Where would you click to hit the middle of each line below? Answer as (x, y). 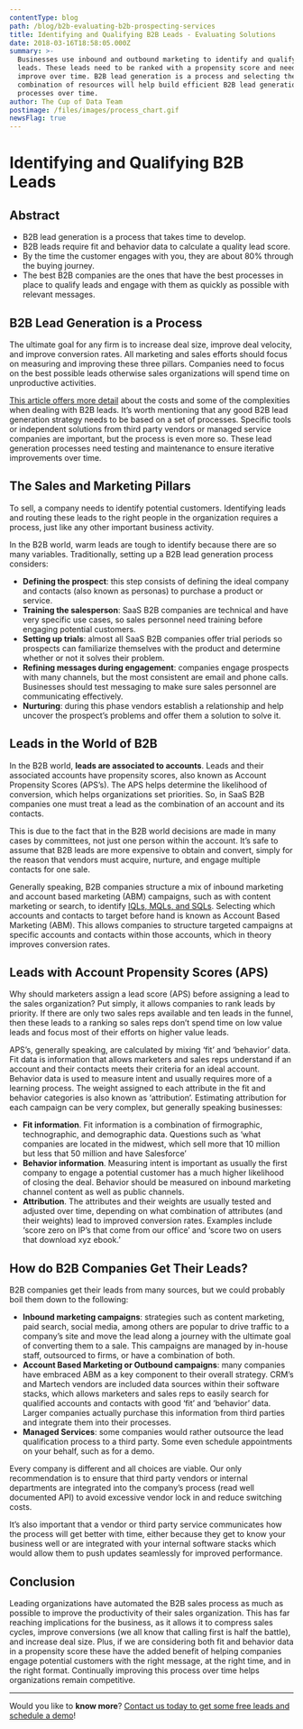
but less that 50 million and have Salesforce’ (104, 1154)
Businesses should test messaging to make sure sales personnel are (149, 686)
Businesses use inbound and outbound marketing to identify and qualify (157, 60)
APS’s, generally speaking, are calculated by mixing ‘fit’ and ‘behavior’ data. (150, 1050)
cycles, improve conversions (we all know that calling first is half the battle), (150, 1632)
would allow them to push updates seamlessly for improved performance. (146, 1553)
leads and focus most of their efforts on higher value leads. (119, 1033)
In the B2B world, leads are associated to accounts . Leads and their (137, 765)
